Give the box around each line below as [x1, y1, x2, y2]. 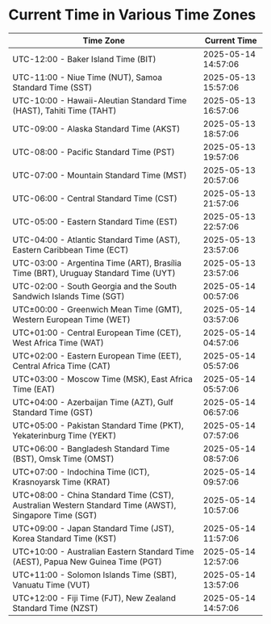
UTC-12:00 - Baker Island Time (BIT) [12, 53, 156, 65]
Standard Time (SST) [12, 82, 93, 93]
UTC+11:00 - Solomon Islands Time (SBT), [12, 569, 177, 580]
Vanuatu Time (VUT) [12, 579, 90, 590]
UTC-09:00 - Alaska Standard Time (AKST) [12, 123, 181, 134]
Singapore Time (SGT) [12, 509, 98, 521]
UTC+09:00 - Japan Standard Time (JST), [12, 522, 175, 534]
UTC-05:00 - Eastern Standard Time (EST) [12, 216, 178, 227]
